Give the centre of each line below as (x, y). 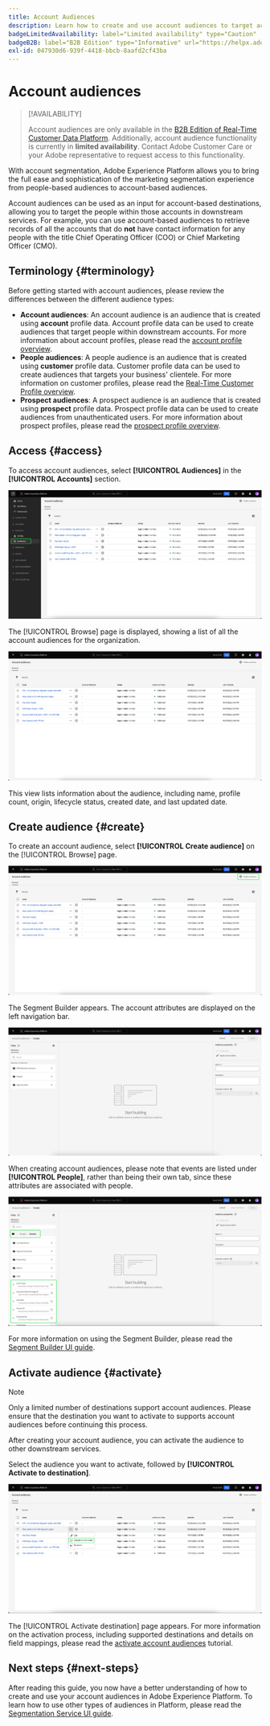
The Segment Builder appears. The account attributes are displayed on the (132, 1008)
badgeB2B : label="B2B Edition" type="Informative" (95, 43)
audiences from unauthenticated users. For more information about (131, 417)
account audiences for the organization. (74, 640)
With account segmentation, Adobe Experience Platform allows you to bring (134, 171)
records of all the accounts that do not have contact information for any (127, 229)
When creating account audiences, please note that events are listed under (133, 1168)
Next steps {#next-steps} (74, 1669)
